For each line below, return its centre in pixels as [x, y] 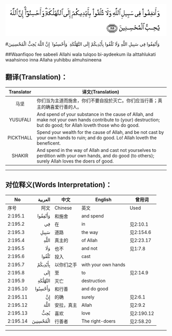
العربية [44, 200]
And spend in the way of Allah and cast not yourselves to [96, 150]
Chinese [63, 208]
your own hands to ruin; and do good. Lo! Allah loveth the [97, 138]
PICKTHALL [20, 138]
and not [89, 248]
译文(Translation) [100, 92]
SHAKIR [20, 156]
